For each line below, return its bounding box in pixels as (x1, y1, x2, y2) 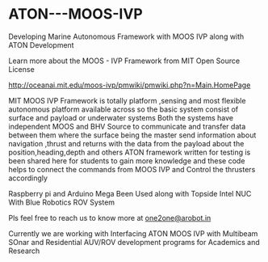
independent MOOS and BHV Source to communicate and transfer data (8, 121, 246, 131)
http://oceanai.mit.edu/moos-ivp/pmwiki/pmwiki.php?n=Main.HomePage (8, 80, 251, 90)
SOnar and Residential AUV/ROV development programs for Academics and (8, 237, 260, 247)
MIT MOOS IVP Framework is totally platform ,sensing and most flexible (8, 95, 246, 105)
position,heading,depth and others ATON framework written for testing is (8, 147, 251, 157)
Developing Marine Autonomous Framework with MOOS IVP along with (8, 32, 245, 41)
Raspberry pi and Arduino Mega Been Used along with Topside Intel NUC (8, 188, 252, 198)
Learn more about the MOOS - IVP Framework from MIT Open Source (8, 56, 241, 65)
